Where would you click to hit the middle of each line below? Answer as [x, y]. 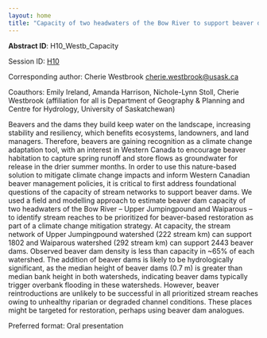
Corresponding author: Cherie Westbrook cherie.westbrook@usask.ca [124, 76]
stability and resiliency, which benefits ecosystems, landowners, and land [128, 133]
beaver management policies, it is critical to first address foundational [122, 183]
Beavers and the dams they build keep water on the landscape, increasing [130, 124]
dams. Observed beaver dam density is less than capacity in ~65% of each [132, 251]
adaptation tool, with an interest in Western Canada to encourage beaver [127, 150]
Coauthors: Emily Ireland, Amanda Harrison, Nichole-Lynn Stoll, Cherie [124, 91]
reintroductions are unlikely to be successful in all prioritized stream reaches [133, 293]
